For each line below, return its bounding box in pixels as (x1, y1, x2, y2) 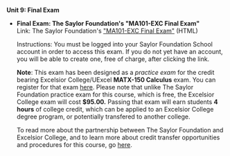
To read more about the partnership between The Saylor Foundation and (16, 126, 224, 134)
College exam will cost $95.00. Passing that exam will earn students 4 (16, 98, 218, 106)
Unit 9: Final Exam (6, 6, 60, 14)
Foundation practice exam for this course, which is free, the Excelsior (16, 90, 215, 98)
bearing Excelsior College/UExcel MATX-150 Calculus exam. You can (16, 76, 216, 84)
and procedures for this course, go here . (16, 141, 133, 148)
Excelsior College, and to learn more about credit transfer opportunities (16, 133, 220, 141)
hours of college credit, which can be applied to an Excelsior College (16, 105, 214, 113)
